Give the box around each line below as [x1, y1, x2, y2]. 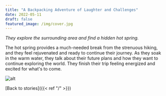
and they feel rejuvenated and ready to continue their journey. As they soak [5, 50, 161, 56]
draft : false [5, 16, 33, 21]
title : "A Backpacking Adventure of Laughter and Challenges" [5, 7, 138, 12]
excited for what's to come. [5, 66, 62, 72]
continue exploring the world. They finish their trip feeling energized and [5, 60, 155, 66]
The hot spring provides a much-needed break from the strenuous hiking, [5, 44, 158, 50]
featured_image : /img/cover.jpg [5, 21, 73, 26]
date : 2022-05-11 [5, 12, 42, 17]
